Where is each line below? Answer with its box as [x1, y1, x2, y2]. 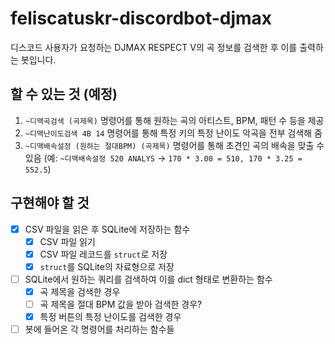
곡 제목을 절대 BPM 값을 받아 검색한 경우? [39, 298, 203, 310]
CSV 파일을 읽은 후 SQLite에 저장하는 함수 [24, 223, 191, 235]
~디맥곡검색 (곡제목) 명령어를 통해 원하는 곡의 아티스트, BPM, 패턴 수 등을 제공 [24, 114, 325, 126]
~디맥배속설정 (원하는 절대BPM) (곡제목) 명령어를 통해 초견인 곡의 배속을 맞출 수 [24, 139, 325, 151]
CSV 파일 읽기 [39, 235, 96, 247]
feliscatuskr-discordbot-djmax [10, 7, 273, 30]
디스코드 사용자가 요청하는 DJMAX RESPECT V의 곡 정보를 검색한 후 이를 [10, 41, 298, 53]
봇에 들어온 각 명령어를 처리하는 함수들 [24, 323, 175, 336]
